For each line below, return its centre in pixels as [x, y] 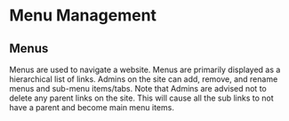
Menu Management [83, 16]
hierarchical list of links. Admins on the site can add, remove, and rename [144, 79]
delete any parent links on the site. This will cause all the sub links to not [141, 98]
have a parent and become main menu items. [92, 107]
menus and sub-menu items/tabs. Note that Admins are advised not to [138, 89]
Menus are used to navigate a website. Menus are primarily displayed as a [145, 69]
